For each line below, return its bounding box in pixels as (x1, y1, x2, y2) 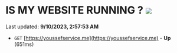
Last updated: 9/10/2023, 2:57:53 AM (5, 23, 99, 30)
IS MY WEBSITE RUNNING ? (5, 4, 144, 17)
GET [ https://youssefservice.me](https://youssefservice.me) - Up (14, 34, 171, 41)
